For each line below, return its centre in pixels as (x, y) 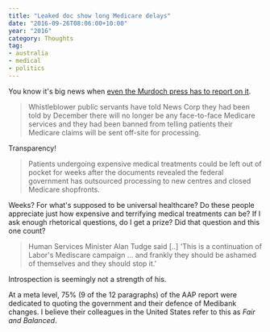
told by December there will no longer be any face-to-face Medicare (141, 115)
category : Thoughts (41, 38)
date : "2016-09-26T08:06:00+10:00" (68, 23)
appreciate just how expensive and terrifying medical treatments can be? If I (135, 214)
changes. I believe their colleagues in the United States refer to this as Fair (132, 312)
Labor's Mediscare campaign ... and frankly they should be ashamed (142, 255)
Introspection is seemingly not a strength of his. (87, 279)
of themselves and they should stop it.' (92, 264)
